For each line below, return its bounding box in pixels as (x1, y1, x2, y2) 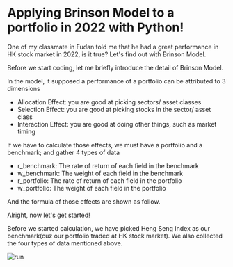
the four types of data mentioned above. (7, 238, 123, 248)
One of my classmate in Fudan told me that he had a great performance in (7, 42, 219, 51)
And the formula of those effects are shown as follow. (7, 197, 161, 206)
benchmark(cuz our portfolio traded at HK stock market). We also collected (7, 232, 223, 240)
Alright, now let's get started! (7, 211, 90, 219)
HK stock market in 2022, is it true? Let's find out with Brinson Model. (7, 50, 207, 58)
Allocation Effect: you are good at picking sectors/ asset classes (17, 97, 202, 106)
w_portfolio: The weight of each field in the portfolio (17, 184, 166, 192)
